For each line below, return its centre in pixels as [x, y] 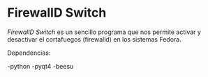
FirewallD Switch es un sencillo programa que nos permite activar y [104, 32]
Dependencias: [29, 53]
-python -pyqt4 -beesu [40, 66]
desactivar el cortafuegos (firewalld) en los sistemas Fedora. [94, 39]
